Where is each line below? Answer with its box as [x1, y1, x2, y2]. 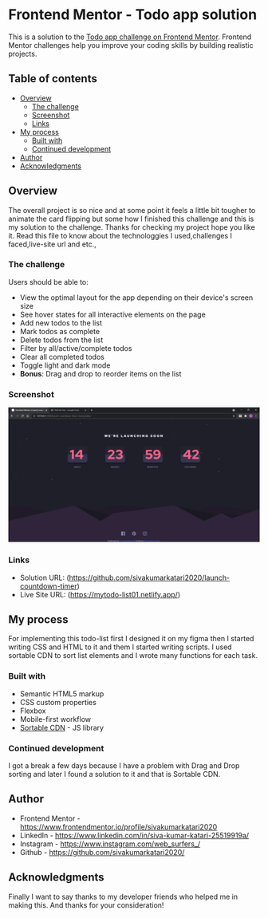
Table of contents [8, 72, 97, 85]
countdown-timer [19, 581, 77, 591]
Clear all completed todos [19, 352, 105, 361]
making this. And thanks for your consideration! [8, 900, 164, 910]
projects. [8, 49, 37, 58]
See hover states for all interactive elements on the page [19, 309, 206, 319]
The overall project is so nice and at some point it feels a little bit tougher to [8, 205, 256, 215]
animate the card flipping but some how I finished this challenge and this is [8, 214, 254, 223]
